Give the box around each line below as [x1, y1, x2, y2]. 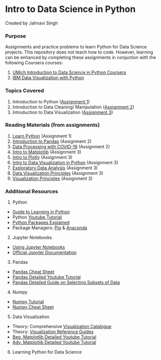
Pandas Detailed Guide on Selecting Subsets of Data [12, 280, 120, 286]
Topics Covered [5, 87, 44, 94]
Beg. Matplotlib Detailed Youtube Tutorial [12, 334, 97, 340]
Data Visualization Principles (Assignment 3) [12, 170, 103, 176]
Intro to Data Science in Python [5, 3, 136, 15]
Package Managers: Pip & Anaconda [12, 225, 87, 231]
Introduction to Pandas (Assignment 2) [12, 138, 92, 144]
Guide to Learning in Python [12, 209, 70, 215]
